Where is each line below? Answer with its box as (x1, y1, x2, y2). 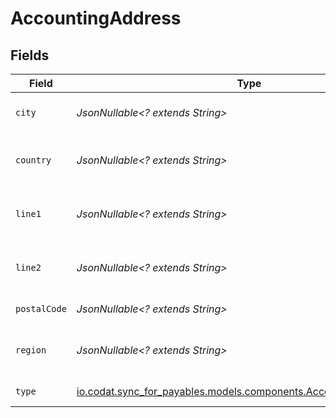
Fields (10, 47, 50, 64)
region (15, 345, 47, 356)
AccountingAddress (10, 7, 182, 30)
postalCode (15, 303, 67, 314)
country (15, 155, 52, 166)
